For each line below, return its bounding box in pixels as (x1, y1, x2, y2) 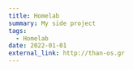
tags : (8, 27, 27, 35)
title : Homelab (8, 11, 60, 20)
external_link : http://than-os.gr (8, 49, 126, 57)
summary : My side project (8, 19, 96, 27)
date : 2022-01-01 (8, 42, 67, 50)
